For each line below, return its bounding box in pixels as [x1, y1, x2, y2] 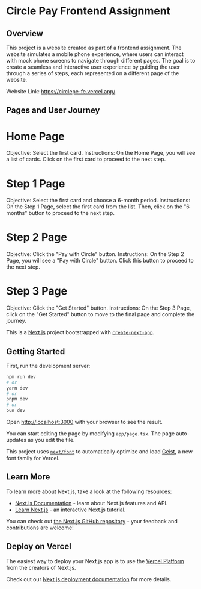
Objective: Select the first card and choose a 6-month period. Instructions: [6, 197, 190, 204]
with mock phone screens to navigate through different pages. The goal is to [6, 57, 196, 64]
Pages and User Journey [6, 105, 100, 116]
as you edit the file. [28, 437, 75, 444]
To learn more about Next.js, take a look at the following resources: [6, 488, 172, 495]
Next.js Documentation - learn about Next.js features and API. [14, 499, 168, 506]
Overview [6, 28, 44, 39]
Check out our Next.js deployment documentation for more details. [6, 575, 172, 582]
